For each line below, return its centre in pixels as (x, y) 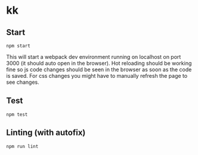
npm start (18, 46)
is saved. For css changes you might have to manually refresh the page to (97, 76)
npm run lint (22, 146)
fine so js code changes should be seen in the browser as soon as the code (99, 69)
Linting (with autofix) (46, 133)
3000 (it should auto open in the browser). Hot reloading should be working (99, 63)
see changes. (23, 82)
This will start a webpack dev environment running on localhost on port (94, 57)
